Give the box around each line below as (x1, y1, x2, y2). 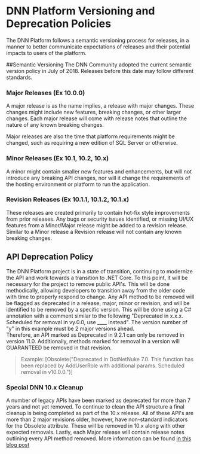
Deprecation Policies (6, 17, 112, 31)
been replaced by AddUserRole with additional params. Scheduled (20, 362, 185, 369)
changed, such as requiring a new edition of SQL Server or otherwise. (6, 139, 178, 147)
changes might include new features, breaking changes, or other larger (6, 109, 181, 116)
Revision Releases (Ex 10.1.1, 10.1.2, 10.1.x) (6, 196, 130, 204)
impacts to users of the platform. (6, 49, 87, 56)
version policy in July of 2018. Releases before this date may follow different (6, 67, 194, 74)
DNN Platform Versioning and (6, 4, 155, 18)
